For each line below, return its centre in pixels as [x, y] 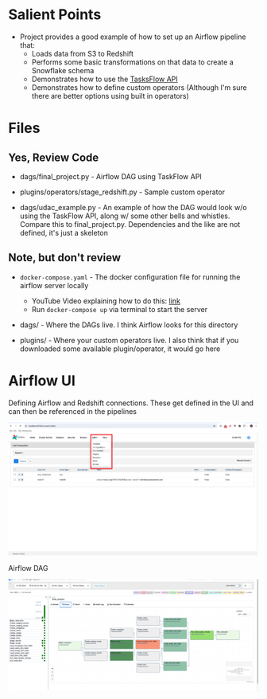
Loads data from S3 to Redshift [82, 53]
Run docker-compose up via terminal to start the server [120, 309]
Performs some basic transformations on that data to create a [133, 62]
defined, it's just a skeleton [64, 232]
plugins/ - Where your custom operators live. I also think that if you [129, 340]
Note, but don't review [65, 258]
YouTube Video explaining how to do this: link [106, 301]
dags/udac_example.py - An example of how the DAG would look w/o [133, 207]
